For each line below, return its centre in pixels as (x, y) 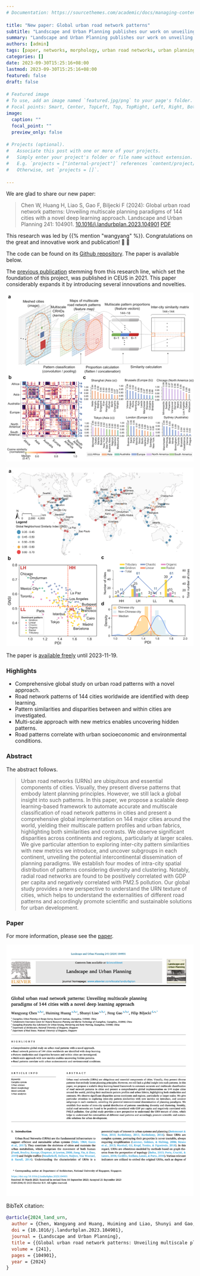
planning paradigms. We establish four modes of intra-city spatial (101, 863)
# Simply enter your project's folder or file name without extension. (100, 157)
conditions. (29, 741)
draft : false (22, 82)
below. (14, 260)
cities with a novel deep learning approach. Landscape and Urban (101, 218)
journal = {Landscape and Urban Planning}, (66, 1237)
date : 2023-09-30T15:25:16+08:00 (48, 63)
